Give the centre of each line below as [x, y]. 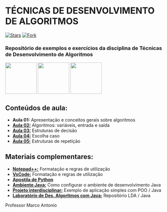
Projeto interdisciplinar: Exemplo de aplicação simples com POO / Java [87, 190]
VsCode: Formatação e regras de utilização [57, 174]
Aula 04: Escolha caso [36, 136]
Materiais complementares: [49, 157]
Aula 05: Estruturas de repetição [46, 141]
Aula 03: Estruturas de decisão [45, 130]
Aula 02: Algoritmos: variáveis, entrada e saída [61, 125]
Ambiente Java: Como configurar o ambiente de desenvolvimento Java [87, 184]
